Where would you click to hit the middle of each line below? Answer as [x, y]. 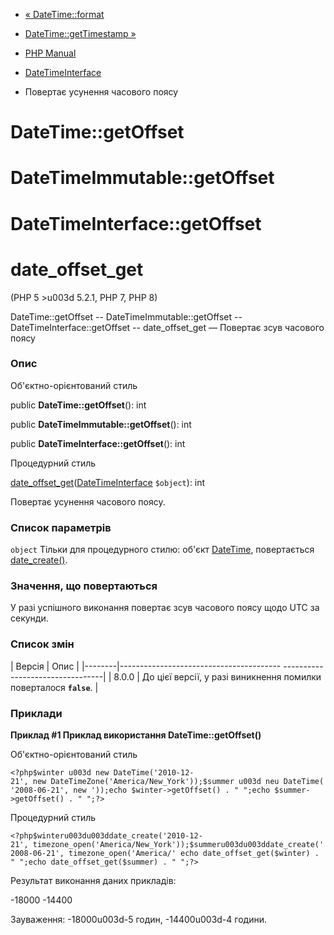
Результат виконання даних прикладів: [93, 880]
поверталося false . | [54, 687]
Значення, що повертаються [84, 586]
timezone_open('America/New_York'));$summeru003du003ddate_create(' [178, 844]
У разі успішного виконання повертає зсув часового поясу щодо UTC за [165, 608]
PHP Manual [50, 53]
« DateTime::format [64, 14]
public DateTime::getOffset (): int [78, 405]
